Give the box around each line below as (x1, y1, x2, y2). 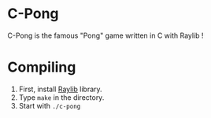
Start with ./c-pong (18, 101, 81, 110)
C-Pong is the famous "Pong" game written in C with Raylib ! (7, 31, 204, 40)
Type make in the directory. (18, 92, 105, 102)
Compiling (7, 58, 76, 76)
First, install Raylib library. (18, 84, 103, 94)
